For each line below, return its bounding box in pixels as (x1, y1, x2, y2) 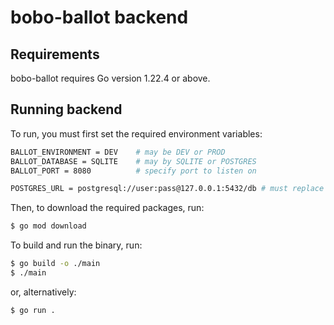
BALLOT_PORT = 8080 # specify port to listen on (10, 166, 257, 176)
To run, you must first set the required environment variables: (10, 127, 263, 140)
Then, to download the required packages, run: (10, 202, 205, 214)
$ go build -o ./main (10, 259, 101, 269)
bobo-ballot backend (10, 6, 189, 29)
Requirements (10, 46, 100, 63)
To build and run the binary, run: (10, 239, 143, 251)
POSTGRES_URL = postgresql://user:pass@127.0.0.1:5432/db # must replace (10, 184, 325, 194)
